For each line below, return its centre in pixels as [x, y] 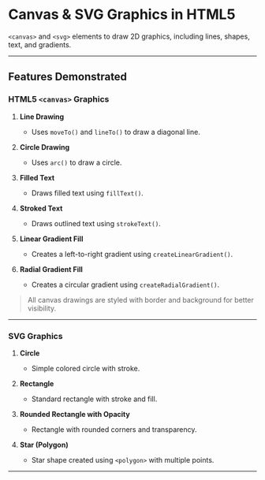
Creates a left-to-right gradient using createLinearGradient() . [132, 254]
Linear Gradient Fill [51, 239]
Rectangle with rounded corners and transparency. [114, 429]
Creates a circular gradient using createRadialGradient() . [125, 285]
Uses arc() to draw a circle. [77, 162]
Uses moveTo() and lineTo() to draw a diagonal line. [116, 132]
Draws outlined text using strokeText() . [96, 223]
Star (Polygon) [44, 445]
